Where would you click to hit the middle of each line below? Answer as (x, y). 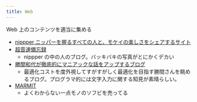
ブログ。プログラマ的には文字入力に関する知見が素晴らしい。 (104, 79)
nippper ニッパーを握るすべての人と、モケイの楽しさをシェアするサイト (103, 42)
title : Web (20, 12)
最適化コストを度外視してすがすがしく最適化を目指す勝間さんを (102, 71)
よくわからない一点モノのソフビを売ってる (76, 93)
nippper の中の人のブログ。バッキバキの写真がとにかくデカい (99, 56)
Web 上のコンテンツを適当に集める (49, 29)
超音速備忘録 (30, 49)
